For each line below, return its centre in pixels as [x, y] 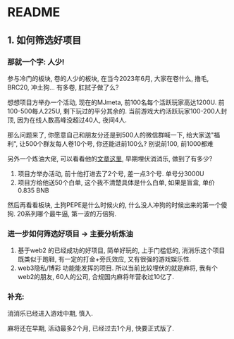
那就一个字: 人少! [36, 62]
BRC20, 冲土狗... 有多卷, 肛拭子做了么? [63, 87]
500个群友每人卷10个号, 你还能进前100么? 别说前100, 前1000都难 [119, 143]
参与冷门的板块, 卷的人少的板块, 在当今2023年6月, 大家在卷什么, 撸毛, [108, 78]
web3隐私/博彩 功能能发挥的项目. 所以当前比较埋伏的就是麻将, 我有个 [118, 268]
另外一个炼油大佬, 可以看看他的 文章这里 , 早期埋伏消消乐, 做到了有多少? [110, 159]
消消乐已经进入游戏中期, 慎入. [50, 314]
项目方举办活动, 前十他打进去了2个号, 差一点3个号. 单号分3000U [111, 173]
